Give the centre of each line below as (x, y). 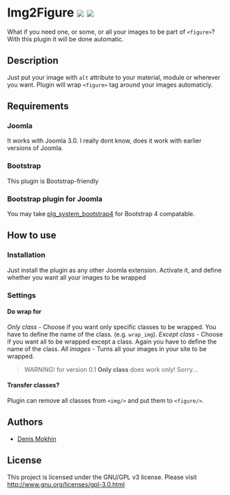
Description (33, 61)
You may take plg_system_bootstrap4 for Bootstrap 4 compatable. (101, 214)
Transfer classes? (33, 385)
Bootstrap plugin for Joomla (55, 199)
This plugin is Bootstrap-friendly (53, 181)
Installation (27, 255)
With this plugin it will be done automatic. (65, 39)
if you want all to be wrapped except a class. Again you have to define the (112, 341)
